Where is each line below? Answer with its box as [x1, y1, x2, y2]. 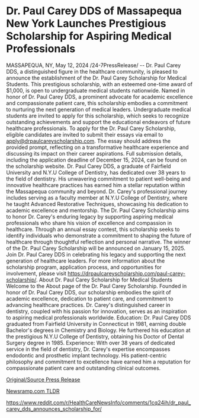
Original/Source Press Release [6, 376, 81, 383]
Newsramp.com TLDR [6, 387, 60, 394]
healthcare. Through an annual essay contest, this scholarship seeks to [6, 226, 180, 233]
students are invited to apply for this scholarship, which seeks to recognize [6, 112, 190, 119]
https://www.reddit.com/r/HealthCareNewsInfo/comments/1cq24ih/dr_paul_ [6, 399, 191, 406]
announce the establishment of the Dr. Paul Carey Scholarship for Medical [6, 74, 187, 81]
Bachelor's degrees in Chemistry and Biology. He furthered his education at [6, 327, 191, 334]
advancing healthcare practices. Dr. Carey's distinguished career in [6, 301, 171, 308]
